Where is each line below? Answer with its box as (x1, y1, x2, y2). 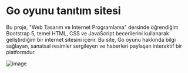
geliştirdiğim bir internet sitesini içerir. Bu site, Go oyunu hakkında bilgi (6, 36, 176, 43)
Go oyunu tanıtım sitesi (6, 4, 122, 18)
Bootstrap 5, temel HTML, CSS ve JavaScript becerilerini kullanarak (6, 29, 169, 36)
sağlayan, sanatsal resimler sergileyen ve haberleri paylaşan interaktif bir (6, 42, 182, 49)
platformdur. (6, 48, 36, 55)
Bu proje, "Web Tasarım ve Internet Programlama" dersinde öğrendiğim (6, 24, 179, 31)
